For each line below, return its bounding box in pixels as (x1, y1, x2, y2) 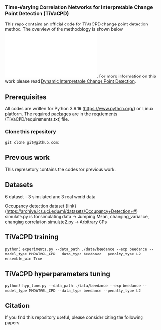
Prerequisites (5, 93, 47, 101)
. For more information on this (97, 73, 156, 79)
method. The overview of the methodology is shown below (5, 26, 123, 32)
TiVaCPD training (5, 233, 59, 241)
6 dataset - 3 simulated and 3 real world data (5, 194, 96, 200)
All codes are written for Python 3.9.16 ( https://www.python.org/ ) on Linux (5, 106, 154, 112)
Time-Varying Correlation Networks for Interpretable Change (5, 4, 153, 11)
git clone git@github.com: (5, 140, 60, 145)
